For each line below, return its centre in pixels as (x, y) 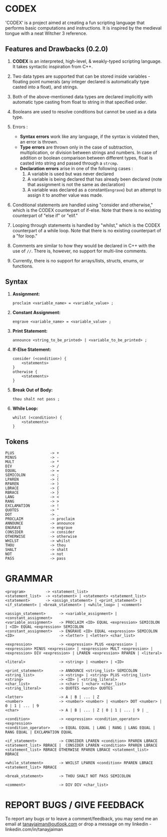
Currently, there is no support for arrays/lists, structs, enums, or (78, 260)
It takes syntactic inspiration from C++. (52, 66)
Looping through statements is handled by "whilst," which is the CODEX (86, 225)
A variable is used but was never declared (70, 174)
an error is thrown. (39, 142)
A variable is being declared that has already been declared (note (95, 179)
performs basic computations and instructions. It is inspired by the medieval (83, 28)
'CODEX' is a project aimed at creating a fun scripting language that (75, 23)
